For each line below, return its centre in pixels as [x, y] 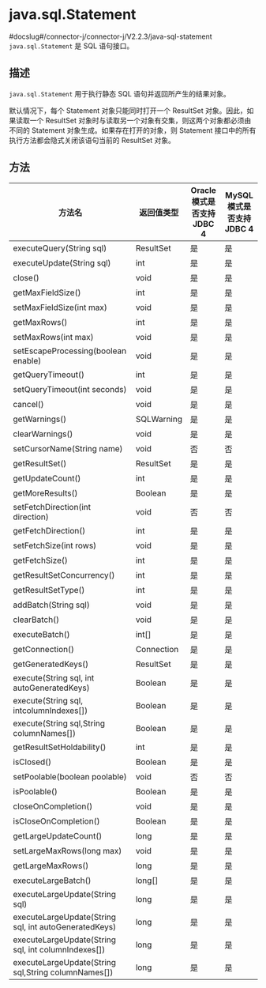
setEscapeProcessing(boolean [70, 351]
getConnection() [43, 649]
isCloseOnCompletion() [56, 821]
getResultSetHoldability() [60, 747]
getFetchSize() [40, 560]
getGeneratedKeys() [51, 664]
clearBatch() [36, 620]
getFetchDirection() [49, 530]
